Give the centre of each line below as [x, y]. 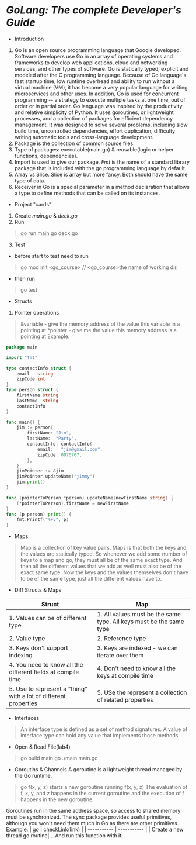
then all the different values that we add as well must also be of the [101, 566]
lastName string [38, 401]
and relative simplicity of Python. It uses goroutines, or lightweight [94, 112]
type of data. [30, 180]
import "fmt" [22, 357]
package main [22, 347]
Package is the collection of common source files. [75, 143]
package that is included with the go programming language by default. [100, 168]
